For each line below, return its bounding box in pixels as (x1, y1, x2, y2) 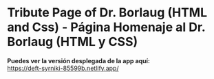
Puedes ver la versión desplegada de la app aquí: (7, 56, 150, 65)
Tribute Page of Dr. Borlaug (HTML (7, 5, 208, 21)
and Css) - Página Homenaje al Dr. (7, 19, 206, 35)
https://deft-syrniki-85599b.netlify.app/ (7, 64, 119, 72)
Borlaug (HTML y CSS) (7, 34, 138, 49)
